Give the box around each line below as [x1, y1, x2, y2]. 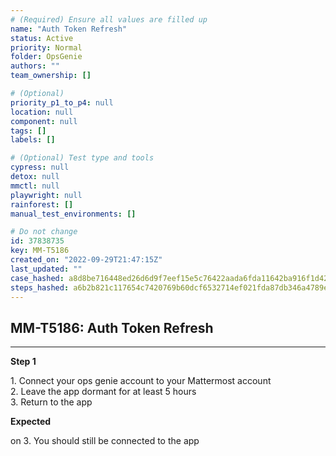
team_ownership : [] [10, 71, 92, 81]
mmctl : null [10, 181, 60, 191]
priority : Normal [10, 42, 83, 53]
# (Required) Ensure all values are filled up [10, 14, 208, 25]
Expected [10, 416, 52, 428]
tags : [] [10, 126, 47, 136]
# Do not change [10, 227, 78, 237]
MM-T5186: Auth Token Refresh [10, 319, 214, 336]
